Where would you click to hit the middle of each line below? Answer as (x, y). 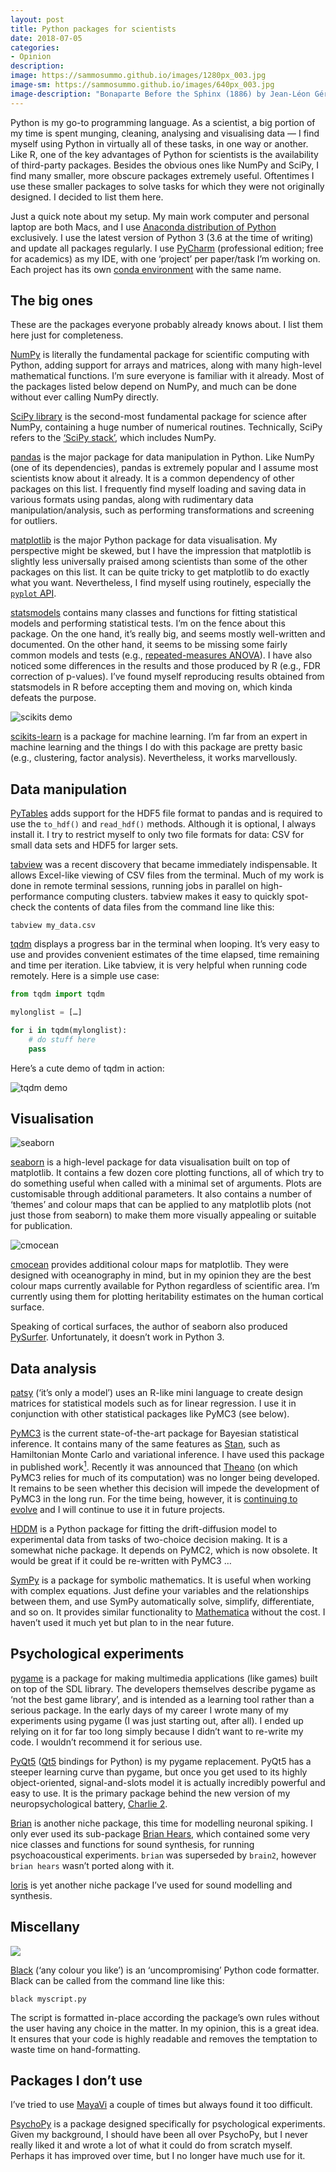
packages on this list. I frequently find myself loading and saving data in (158, 489)
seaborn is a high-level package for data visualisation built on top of (150, 1162)
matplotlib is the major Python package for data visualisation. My (144, 540)
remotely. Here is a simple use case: (85, 976)
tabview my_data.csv (53, 926)
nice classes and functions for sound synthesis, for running (132, 1844)
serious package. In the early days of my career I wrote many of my (149, 1710)
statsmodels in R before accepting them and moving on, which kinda (151, 687)
